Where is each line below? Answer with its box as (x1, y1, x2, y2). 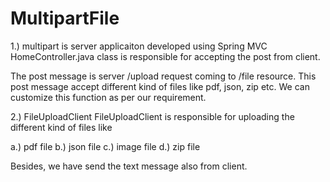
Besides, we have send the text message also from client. (10, 160, 248, 172)
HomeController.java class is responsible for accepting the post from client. (10, 50, 321, 62)
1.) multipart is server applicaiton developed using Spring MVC (10, 40, 268, 52)
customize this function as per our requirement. (10, 91, 207, 103)
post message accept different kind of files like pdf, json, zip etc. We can (10, 80, 310, 92)
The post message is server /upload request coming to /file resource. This (10, 70, 317, 82)
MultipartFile (10, 7, 120, 30)
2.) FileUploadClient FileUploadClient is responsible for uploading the (10, 110, 295, 122)
